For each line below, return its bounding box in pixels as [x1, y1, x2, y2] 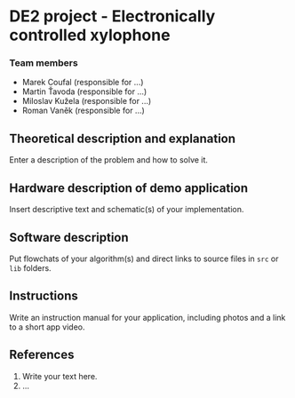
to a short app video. [9, 322, 86, 332]
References [9, 347, 75, 362]
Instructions [9, 289, 78, 304]
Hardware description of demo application [9, 180, 249, 195]
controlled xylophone [9, 25, 171, 45]
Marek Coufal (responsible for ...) [21, 77, 144, 88]
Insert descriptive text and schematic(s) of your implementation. [9, 204, 244, 215]
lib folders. [9, 262, 52, 273]
